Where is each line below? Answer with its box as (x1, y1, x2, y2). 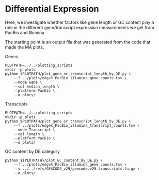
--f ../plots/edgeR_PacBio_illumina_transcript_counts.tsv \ (14, 123, 140, 128)
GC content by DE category (5, 149, 60, 154)
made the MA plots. (5, 44, 45, 50)
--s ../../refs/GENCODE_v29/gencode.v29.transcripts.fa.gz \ (14, 166, 140, 171)
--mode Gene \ (14, 80, 42, 85)
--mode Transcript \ (14, 127, 55, 132)
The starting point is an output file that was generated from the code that (5, 39, 151, 45)
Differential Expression (5, 3, 99, 15)
